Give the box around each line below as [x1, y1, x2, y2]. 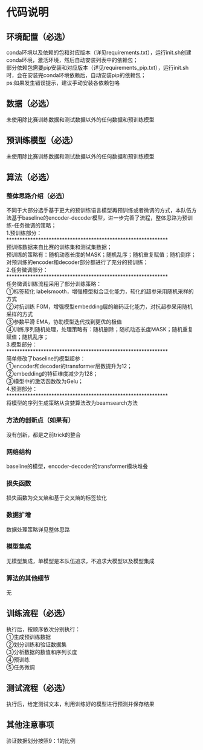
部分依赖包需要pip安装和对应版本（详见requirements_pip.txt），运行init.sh [6, 64, 189, 71]
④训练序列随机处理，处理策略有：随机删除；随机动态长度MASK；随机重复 [6, 326, 193, 333]
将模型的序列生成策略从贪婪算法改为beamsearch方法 [6, 399, 138, 407]
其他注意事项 [6, 720, 54, 730]
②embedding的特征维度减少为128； [6, 370, 98, 377]
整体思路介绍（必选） [6, 192, 68, 200]
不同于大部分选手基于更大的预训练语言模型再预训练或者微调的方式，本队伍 [6, 207, 192, 214]
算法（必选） [6, 172, 54, 183]
